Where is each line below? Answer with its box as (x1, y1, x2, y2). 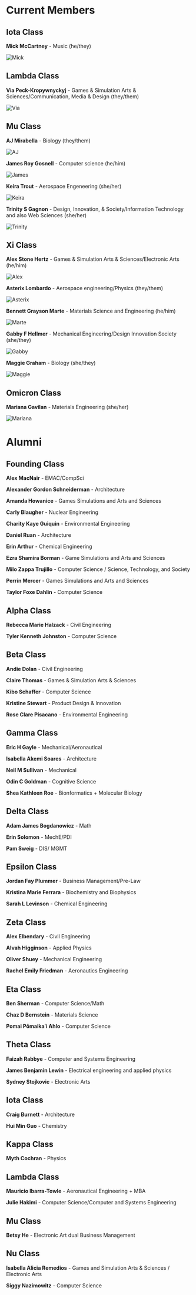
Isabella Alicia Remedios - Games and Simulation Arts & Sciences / (6, 1264, 170, 1271)
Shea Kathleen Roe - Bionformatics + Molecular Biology (6, 789, 142, 796)
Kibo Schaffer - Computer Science (6, 688, 91, 695)
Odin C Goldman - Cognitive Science (6, 778, 97, 785)
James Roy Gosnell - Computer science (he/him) (6, 160, 126, 167)
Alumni (6, 436, 42, 449)
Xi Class (6, 240, 37, 250)
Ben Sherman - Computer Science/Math (6, 1000, 105, 1007)
